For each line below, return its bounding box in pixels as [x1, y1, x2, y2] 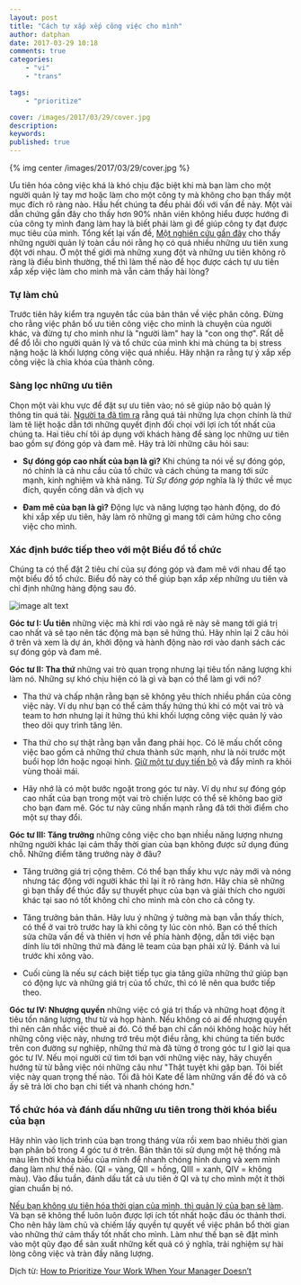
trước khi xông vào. [22, 950, 94, 961]
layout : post [9, 13, 58, 23]
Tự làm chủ [9, 288, 59, 301]
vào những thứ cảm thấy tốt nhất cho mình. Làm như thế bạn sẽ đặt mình [9, 1229, 279, 1240]
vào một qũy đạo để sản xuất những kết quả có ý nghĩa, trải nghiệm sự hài [9, 1239, 284, 1250]
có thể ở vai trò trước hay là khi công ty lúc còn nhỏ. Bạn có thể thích [22, 921, 278, 932]
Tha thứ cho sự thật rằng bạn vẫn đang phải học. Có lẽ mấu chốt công [22, 737, 283, 747]
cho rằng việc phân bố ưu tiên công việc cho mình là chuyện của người [9, 319, 272, 330]
